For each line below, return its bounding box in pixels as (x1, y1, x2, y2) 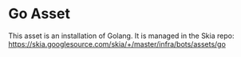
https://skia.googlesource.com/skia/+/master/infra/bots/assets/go (8, 39, 226, 48)
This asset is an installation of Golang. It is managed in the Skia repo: (8, 31, 235, 40)
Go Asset (8, 5, 70, 23)
